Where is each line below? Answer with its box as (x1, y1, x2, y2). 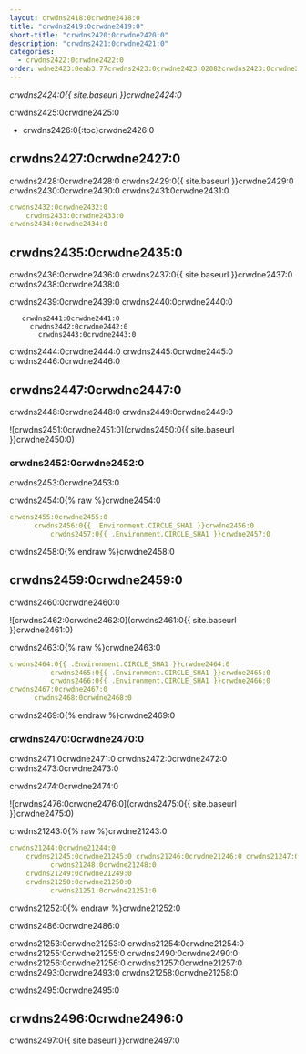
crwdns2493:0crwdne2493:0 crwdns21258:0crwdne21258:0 (9, 966, 239, 977)
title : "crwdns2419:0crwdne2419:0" (9, 22, 145, 31)
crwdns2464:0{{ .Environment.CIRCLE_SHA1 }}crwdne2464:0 (9, 659, 230, 669)
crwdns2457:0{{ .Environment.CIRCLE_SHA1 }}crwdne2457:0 (49, 529, 271, 538)
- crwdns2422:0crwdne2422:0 (17, 56, 125, 65)
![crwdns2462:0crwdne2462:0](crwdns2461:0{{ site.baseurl (9, 614, 237, 625)
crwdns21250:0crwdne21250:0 (25, 877, 132, 886)
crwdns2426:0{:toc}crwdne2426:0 (22, 124, 155, 135)
